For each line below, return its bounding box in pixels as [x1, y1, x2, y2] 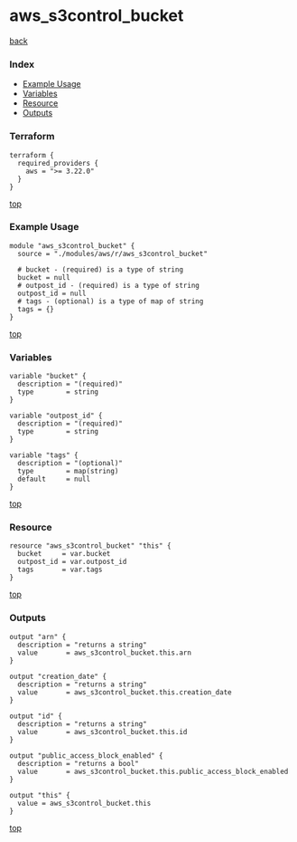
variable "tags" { [9, 451, 79, 460]
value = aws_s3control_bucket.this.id [17, 727, 188, 736]
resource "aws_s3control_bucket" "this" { [9, 541, 172, 550]
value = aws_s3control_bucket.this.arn [17, 648, 192, 657]
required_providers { [17, 158, 99, 167]
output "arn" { [9, 632, 67, 641]
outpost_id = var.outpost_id [17, 558, 127, 567]
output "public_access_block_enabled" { [9, 751, 164, 761]
